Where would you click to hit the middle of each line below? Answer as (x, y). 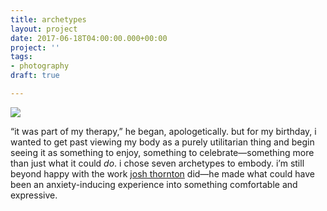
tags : (21, 57)
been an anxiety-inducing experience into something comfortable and (154, 184)
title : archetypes (48, 19)
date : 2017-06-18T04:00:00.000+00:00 (89, 38)
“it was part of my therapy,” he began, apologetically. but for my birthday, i (163, 131)
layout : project (44, 29)
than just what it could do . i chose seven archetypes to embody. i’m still (157, 163)
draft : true (35, 76)
